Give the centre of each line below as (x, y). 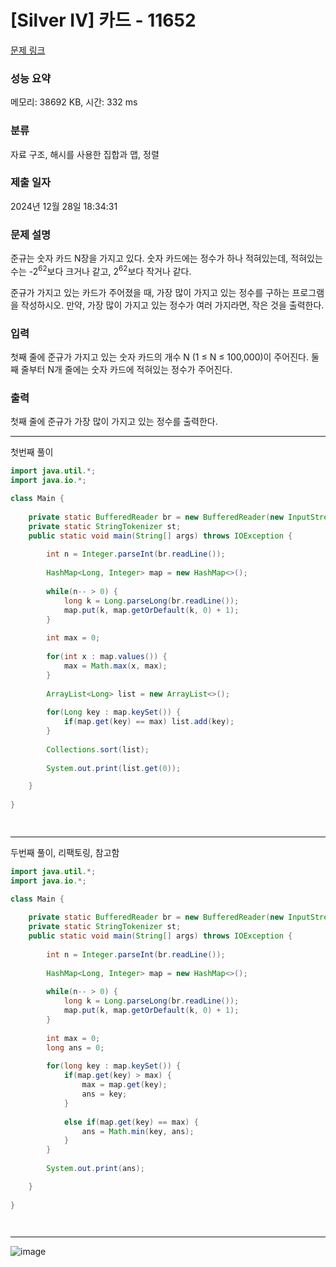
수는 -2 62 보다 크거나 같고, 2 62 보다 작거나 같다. (101, 270)
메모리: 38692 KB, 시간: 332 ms (74, 102)
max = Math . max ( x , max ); (115, 666)
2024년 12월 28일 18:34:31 (64, 206)
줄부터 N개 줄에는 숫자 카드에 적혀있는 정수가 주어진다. (126, 370)
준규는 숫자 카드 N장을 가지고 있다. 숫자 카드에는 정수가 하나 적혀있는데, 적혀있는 (166, 258)
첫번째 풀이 (32, 452)
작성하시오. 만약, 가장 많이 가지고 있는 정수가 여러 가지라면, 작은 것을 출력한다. (172, 305)
